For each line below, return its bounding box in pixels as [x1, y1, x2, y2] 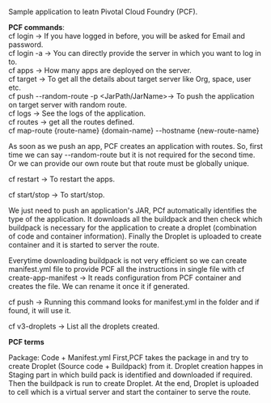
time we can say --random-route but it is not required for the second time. [8, 150, 256, 159]
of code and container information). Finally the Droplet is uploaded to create [8, 231, 262, 241]
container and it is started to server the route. [8, 240, 160, 249]
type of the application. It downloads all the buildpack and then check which [8, 214, 263, 223]
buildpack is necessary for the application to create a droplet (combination [8, 223, 257, 232]
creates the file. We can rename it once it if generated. [8, 282, 190, 291]
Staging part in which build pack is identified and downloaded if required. [8, 370, 253, 380]
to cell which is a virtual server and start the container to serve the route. [8, 388, 251, 397]
